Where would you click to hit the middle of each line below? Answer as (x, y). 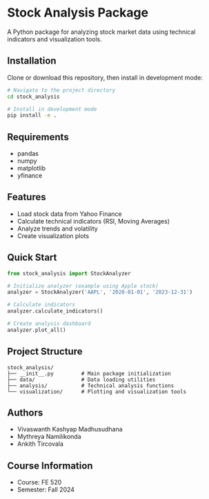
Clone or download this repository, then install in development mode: (105, 77)
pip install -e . (32, 115)
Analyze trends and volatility (57, 228)
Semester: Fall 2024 (46, 490)
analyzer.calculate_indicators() (55, 311)
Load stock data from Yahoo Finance (69, 214)
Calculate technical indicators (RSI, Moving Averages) (93, 221)
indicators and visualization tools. (54, 39)
